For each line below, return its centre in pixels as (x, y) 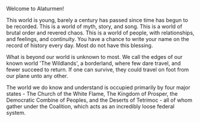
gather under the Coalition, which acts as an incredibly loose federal (90, 106)
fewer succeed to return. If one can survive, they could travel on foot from (98, 70)
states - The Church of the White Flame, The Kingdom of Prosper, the (92, 94)
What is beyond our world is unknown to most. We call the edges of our (94, 57)
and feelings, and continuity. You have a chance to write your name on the (98, 39)
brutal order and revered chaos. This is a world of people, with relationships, (100, 33)
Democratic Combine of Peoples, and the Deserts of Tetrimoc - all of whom (99, 100)
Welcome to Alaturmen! (35, 9)
